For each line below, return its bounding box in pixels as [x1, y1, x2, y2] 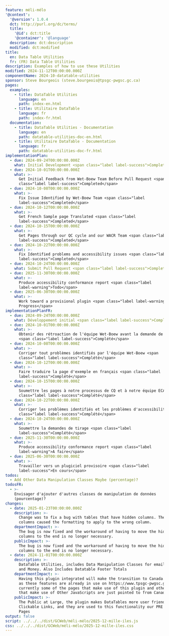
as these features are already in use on [18, 581, 107, 586]
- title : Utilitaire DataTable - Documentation [14, 139, 116, 144]
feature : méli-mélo [5, 7, 46, 13]
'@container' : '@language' [14, 36, 71, 41]
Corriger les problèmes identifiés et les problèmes [18, 407, 132, 412]
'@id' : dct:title [14, 31, 51, 36]
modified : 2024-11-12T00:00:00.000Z [5, 69, 82, 74]
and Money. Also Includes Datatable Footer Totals [18, 567, 127, 572]
